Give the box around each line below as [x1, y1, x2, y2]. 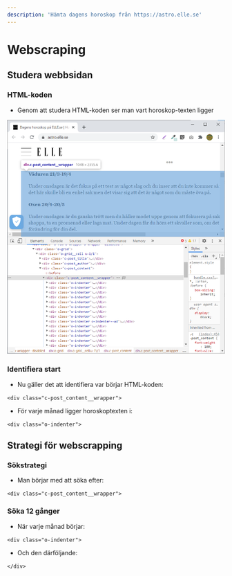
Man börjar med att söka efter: [17, 476, 104, 485]
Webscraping [7, 42, 86, 57]
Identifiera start [7, 364, 61, 374]
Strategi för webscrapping [7, 440, 123, 451]
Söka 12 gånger [7, 506, 60, 516]
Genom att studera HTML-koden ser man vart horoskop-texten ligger [17, 106, 214, 114]
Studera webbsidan [7, 69, 93, 81]
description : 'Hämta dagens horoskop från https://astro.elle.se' [7, 11, 202, 18]
